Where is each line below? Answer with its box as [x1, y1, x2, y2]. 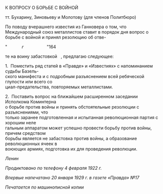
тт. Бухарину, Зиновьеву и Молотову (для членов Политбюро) [5, 14, 137, 20]
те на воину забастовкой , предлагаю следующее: [5, 53, 114, 59]
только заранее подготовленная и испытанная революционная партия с [5, 115, 159, 120]
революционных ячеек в [5, 141, 57, 147]
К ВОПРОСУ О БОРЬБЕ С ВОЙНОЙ [5, 5, 79, 10]
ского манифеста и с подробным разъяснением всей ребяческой [5, 74, 145, 79]
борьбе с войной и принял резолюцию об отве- [5, 35, 106, 40]
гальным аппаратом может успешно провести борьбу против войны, [5, 125, 152, 131]
